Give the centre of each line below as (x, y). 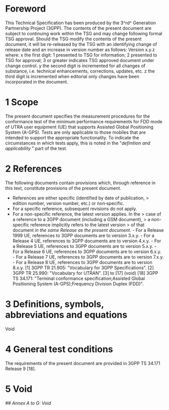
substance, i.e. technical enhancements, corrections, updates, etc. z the (80, 71)
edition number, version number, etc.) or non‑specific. (68, 203)
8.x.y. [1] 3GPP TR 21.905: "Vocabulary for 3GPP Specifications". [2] (83, 268)
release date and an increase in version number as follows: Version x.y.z (80, 49)
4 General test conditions (59, 349)
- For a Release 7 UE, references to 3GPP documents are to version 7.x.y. (88, 257)
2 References (33, 169)
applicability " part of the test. (36, 148)
